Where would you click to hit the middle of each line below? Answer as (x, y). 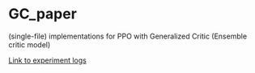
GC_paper (42, 14)
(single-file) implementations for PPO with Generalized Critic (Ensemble (128, 36)
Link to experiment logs (47, 60)
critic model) (30, 44)
